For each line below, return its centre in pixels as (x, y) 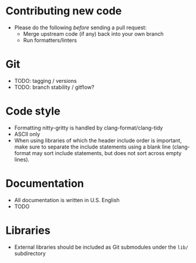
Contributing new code (64, 11)
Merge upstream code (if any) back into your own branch (94, 33)
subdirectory (30, 253)
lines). (22, 159)
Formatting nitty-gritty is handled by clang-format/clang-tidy (88, 128)
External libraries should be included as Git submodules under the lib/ (101, 247)
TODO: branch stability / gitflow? (54, 87)
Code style (33, 111)
